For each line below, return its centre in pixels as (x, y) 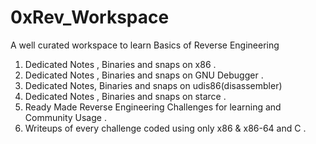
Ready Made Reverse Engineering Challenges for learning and (153, 107)
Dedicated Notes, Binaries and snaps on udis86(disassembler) (153, 85)
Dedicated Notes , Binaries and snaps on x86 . (120, 64)
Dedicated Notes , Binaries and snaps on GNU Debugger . (144, 75)
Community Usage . (65, 117)
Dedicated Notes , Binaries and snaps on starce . (125, 96)
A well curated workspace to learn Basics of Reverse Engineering (145, 45)
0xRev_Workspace (90, 17)
